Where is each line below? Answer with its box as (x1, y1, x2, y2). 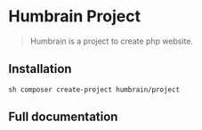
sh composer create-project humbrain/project (8, 85, 180, 94)
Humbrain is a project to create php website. (29, 36, 193, 46)
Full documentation (8, 110, 118, 125)
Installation (8, 61, 72, 77)
